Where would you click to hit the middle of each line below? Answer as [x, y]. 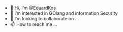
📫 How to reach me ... [34, 24]
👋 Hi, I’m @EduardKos [33, 8]
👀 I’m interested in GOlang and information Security [64, 13]
